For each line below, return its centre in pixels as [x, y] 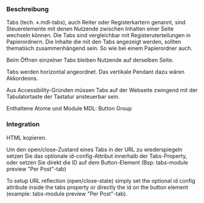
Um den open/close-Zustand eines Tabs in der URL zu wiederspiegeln [94, 149]
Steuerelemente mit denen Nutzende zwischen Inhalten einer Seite [90, 29]
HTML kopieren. [26, 137]
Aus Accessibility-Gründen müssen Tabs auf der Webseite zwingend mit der [102, 90]
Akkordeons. [22, 79]
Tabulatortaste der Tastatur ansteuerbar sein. [63, 97]
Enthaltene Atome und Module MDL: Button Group [69, 109]
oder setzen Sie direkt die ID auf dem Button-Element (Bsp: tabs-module [97, 162]
